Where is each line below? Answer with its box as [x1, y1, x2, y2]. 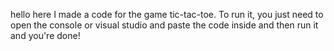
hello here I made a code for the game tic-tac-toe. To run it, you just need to [10, 9, 324, 20]
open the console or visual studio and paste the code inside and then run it [10, 19, 319, 31]
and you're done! [10, 30, 81, 41]
